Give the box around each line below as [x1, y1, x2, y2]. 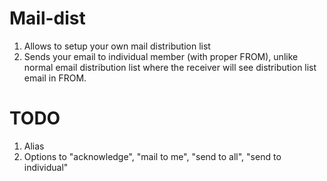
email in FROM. [23, 72, 87, 84]
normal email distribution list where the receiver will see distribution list [23, 61, 317, 73]
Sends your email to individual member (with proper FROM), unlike [23, 50, 299, 62]
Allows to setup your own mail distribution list [23, 40, 211, 52]
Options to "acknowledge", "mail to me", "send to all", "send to [23, 150, 282, 162]
